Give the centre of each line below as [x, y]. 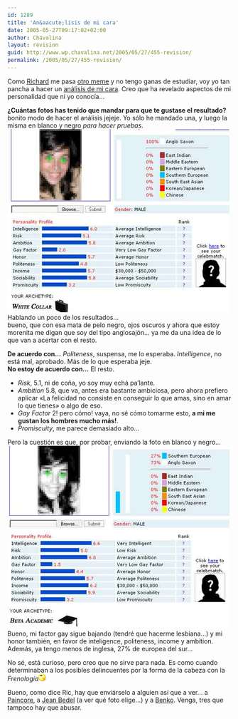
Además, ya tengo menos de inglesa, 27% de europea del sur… [100, 648]
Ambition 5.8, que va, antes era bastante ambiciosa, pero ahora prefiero [123, 390]
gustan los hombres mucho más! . [68, 420]
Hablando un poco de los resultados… [63, 317]
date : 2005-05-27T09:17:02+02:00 [57, 30]
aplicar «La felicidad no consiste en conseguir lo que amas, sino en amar [124, 398]
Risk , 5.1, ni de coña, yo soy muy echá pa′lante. [86, 383]
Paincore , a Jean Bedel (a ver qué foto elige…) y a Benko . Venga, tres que [115, 700]
